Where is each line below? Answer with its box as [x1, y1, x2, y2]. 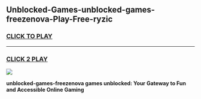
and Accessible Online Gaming [6, 86, 84, 93]
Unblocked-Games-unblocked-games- [6, 5, 156, 15]
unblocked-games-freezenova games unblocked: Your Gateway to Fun [6, 79, 187, 86]
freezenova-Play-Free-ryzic [6, 14, 113, 25]
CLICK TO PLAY [6, 32, 53, 41]
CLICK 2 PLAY [6, 55, 48, 63]
